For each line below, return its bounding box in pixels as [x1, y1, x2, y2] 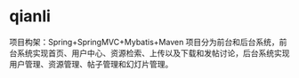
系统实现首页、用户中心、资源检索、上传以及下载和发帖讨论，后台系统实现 [16, 47, 290, 58]
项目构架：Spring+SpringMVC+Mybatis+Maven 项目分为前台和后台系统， [9, 36, 280, 47]
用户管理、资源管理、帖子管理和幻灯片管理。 [9, 58, 174, 69]
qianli [9, 6, 52, 27]
